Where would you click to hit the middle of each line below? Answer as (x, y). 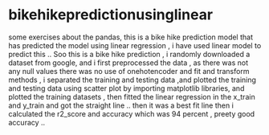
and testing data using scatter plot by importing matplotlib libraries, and (126, 88)
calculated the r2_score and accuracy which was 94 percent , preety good (132, 113)
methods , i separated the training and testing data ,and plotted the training (132, 80)
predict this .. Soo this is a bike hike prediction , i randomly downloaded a (129, 54)
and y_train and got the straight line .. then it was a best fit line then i (121, 105)
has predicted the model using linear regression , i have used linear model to (135, 45)
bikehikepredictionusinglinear (111, 15)
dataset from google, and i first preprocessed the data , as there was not (128, 63)
